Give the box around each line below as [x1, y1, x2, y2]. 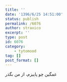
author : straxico [5, 26, 41, 31]
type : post [5, 35, 28, 40]
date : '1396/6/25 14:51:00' [5, 12, 64, 17]
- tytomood [14, 48, 37, 53]
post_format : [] [5, 58, 39, 63]
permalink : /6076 [5, 21, 41, 26]
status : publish [5, 16, 39, 21]
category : [5, 44, 26, 49]
